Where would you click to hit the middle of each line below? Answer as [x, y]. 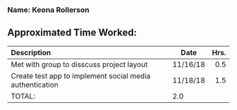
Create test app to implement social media [81, 75]
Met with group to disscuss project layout [79, 64]
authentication [35, 85]
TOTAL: [23, 96]
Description [31, 52]
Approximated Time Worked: [72, 33]
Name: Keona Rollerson [48, 10]
